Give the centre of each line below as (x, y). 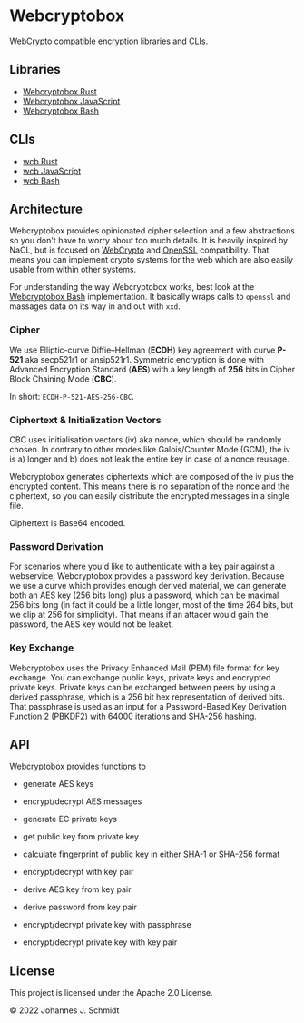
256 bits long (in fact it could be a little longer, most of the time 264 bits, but (152, 605)
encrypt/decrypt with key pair (78, 872)
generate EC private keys (70, 819)
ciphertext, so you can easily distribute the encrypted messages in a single (150, 495)
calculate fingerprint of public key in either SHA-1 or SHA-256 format (151, 854)
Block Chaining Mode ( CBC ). (63, 379)
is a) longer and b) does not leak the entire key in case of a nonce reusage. (150, 459)
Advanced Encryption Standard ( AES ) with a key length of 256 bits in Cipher (152, 369)
